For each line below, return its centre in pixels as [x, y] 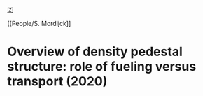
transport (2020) [57, 82]
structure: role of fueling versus [102, 67]
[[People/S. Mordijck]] [39, 23]
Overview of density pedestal [95, 52]
